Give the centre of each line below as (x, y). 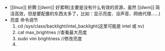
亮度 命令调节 (24, 20)
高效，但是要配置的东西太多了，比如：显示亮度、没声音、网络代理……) (88, 13)
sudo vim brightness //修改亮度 (50, 38)
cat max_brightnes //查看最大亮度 (52, 32)
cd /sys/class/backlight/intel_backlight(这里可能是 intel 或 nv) (81, 26)
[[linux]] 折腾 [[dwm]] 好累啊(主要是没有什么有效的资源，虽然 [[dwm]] (82, 7)
